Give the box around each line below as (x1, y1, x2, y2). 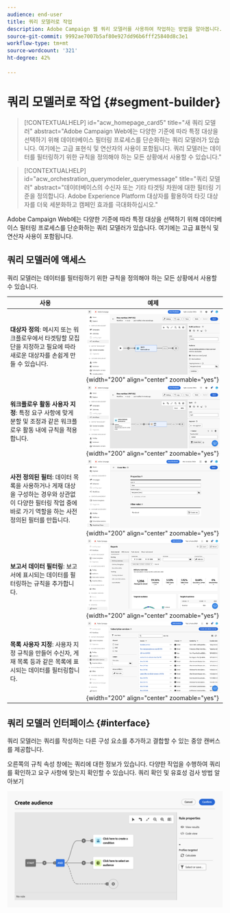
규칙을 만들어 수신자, (16, 649, 72, 657)
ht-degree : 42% (7, 55, 51, 62)
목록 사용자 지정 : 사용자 (10, 640, 72, 649)
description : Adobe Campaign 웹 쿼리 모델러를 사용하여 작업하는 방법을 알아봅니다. (7, 25, 222, 32)
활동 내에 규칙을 (23, 426, 65, 434)
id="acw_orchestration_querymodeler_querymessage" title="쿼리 (23, 174, 208, 183)
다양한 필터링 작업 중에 (16, 498, 77, 507)
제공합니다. (14, 746, 44, 754)
